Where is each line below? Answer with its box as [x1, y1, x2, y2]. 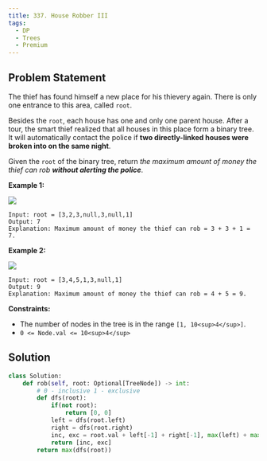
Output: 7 [8, 217, 41, 225]
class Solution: [8, 372, 62, 380]
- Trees [15, 33, 41, 42]
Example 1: [8, 180, 45, 189]
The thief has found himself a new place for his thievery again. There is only [8, 92, 257, 101]
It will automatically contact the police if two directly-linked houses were [8, 132, 249, 142]
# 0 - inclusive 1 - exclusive [37, 387, 141, 395]
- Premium [15, 41, 48, 49]
